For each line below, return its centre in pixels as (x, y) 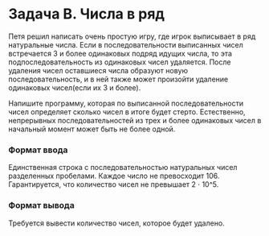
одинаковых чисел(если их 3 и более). (75, 87)
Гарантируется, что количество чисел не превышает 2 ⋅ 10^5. (114, 184)
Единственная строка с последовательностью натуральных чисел (123, 168)
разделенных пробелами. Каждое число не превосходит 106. (114, 176)
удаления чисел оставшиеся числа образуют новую (98, 70)
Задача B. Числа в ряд (87, 14)
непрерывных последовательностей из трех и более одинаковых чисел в (135, 120)
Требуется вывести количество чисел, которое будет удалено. (116, 223)
